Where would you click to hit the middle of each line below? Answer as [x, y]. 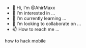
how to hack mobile [25, 41]
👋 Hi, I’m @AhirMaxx [34, 8]
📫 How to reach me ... [36, 29]
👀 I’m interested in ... [34, 13]
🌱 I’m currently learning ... [39, 18]
